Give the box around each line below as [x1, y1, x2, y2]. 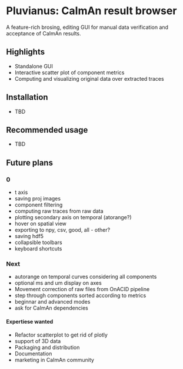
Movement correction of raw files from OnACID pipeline [14, 286, 150, 293]
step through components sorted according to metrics [14, 292, 147, 299]
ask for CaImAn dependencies [14, 305, 88, 312]
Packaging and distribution [14, 344, 80, 351]
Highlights [6, 47, 45, 57]
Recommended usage [6, 125, 88, 135]
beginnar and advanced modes [14, 298, 91, 305]
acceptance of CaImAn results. [6, 29, 81, 37]
